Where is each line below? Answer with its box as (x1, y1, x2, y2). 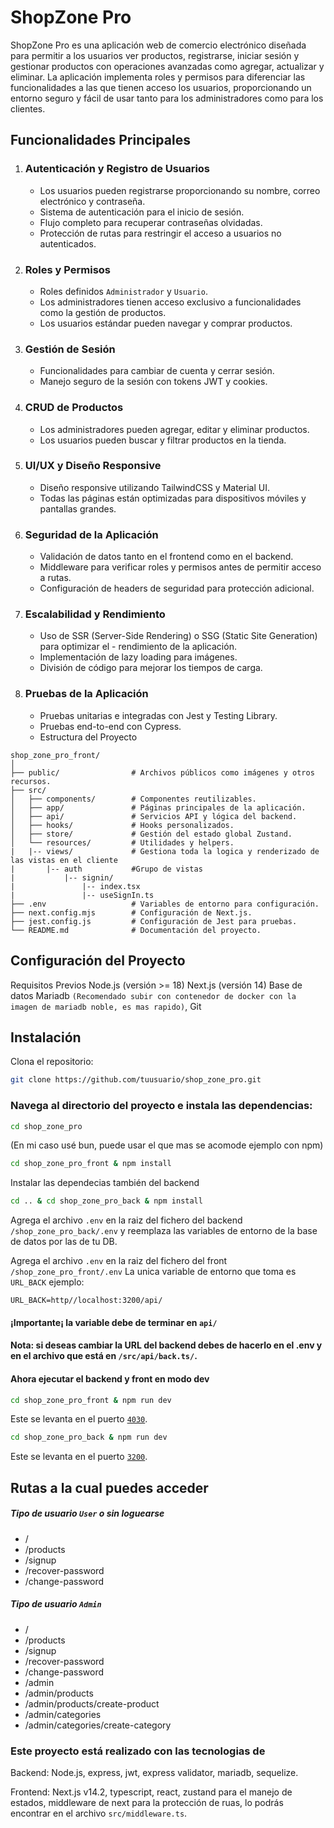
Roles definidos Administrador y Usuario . (39, 285, 208, 297)
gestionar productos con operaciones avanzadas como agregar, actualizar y (10, 60, 325, 72)
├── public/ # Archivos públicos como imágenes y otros (10, 767, 315, 778)
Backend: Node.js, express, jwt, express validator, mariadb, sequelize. (10, 1766, 299, 1778)
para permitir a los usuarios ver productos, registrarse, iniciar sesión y (10, 49, 300, 61)
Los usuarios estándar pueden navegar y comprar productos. (39, 317, 293, 329)
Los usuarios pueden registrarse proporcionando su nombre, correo (39, 184, 321, 196)
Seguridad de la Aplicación (24, 527, 159, 541)
